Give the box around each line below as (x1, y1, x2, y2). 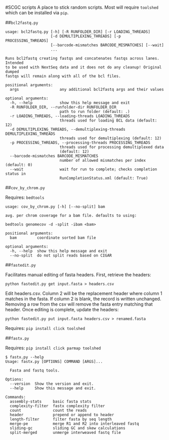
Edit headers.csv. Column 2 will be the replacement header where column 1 (5, 290, 162, 296)
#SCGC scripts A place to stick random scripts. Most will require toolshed (5, 5, 158, 10)
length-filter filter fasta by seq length (10, 417, 112, 422)
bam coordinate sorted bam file (10, 235, 96, 240)
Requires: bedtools (5, 195, 45, 200)
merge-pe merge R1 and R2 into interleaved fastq (10, 421, 139, 426)
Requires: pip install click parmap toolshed (5, 345, 101, 351)
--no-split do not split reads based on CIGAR (10, 253, 112, 258)
